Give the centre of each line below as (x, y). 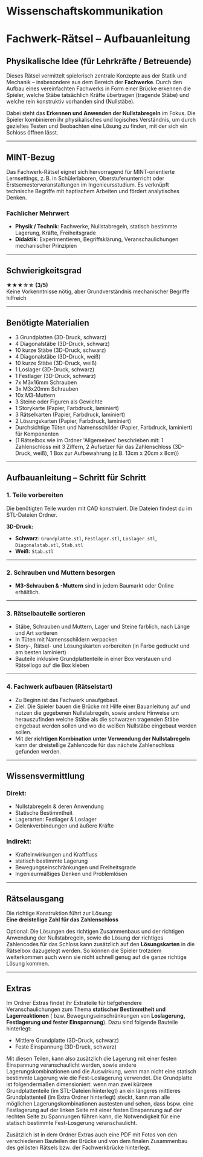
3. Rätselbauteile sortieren (46, 613)
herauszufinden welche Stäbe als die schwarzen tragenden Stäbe (97, 719)
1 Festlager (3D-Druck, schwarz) (56, 376)
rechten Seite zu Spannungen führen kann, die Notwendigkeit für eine (93, 1116)
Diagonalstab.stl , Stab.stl (49, 545)
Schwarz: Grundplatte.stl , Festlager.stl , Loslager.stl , (86, 538)
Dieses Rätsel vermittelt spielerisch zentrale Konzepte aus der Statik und (97, 76)
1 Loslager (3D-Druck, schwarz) (55, 369)
